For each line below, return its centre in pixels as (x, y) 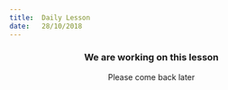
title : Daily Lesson (50, 18)
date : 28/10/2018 (46, 26)
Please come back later (151, 76)
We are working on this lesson (151, 58)
